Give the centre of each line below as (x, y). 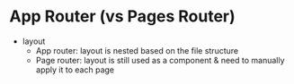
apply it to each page (75, 70)
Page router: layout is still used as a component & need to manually (160, 60)
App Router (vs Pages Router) (122, 17)
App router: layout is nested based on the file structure (137, 50)
